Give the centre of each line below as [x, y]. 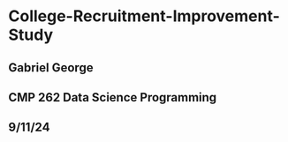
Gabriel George [51, 67]
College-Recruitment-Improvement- [144, 16]
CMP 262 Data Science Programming [113, 97]
